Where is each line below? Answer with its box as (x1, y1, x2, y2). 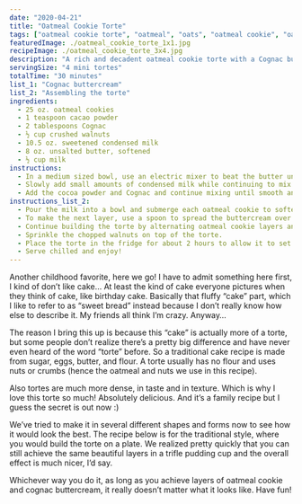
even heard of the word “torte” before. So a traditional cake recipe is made (9, 347, 286, 358)
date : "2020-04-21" (9, 13, 83, 22)
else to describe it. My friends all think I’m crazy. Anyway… (9, 310, 226, 321)
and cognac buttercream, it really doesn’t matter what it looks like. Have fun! (9, 484, 292, 495)
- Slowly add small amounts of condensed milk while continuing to (17, 181, 276, 190)
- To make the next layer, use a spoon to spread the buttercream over (17, 213, 292, 223)
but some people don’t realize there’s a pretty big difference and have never (9, 337, 290, 348)
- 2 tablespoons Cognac (17, 122, 106, 131)
